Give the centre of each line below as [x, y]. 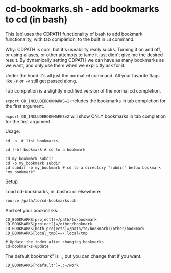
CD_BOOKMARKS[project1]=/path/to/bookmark [51, 220]
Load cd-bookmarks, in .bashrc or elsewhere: [53, 191]
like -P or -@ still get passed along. [41, 81]
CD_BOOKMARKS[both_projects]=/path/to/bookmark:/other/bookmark [75, 229]
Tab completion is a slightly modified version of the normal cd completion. [83, 90]
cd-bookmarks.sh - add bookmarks [82, 9]
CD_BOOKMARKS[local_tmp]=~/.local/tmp [46, 233]
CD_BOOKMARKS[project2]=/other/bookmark [49, 224]
